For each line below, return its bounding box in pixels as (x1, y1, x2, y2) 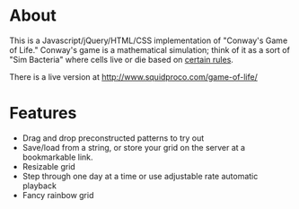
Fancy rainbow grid (22, 189, 94, 200)
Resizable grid (22, 161, 76, 171)
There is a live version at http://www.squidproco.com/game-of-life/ (9, 71, 258, 82)
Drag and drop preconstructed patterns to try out (22, 132, 205, 144)
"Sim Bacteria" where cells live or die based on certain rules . (9, 54, 233, 65)
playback (22, 180, 57, 191)
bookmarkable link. (22, 152, 93, 162)
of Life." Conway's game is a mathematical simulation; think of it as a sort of (9, 44, 290, 55)
